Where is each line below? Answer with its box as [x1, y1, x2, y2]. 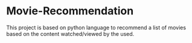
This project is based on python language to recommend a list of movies [6, 24, 186, 31]
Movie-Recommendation [6, 4, 134, 18]
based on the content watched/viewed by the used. [6, 30, 135, 37]
